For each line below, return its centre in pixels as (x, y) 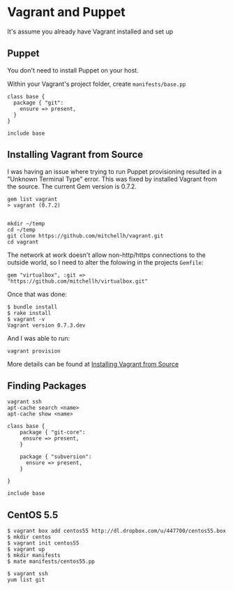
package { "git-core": (53, 433)
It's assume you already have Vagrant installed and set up (90, 31)
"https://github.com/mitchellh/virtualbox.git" (78, 281)
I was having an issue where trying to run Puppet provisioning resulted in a (114, 171)
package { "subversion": (56, 457)
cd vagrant (23, 242)
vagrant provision (34, 351)
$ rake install (29, 313)
